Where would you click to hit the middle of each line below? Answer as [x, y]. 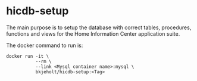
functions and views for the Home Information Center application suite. [93, 33]
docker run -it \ [28, 56]
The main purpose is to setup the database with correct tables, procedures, [99, 27]
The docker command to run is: [45, 45]
